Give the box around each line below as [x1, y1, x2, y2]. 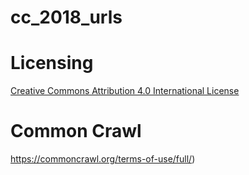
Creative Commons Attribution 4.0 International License [10, 85, 240, 97]
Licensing [10, 52, 94, 75]
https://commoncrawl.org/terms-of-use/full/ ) [10, 153, 196, 165]
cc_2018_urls [10, 6, 123, 29]
